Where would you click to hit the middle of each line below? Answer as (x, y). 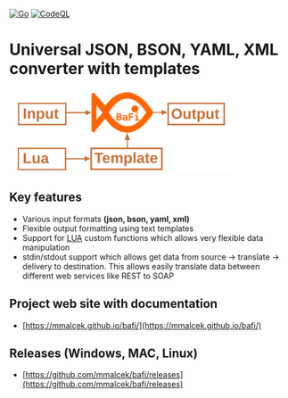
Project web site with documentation (114, 304)
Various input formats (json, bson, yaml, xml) (106, 219)
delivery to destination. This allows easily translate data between (141, 266)
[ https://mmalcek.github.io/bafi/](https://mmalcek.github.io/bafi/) (142, 325)
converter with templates (105, 69)
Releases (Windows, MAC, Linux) (103, 353)
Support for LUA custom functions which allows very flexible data (143, 237)
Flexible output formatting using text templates (108, 228)
